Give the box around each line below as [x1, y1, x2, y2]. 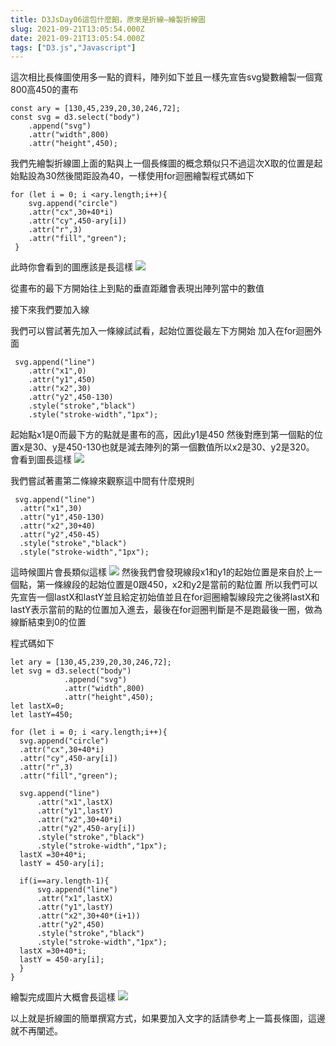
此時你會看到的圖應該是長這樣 [10, 261, 133, 273]
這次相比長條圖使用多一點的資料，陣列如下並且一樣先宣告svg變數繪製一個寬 [10, 71, 323, 83]
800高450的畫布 [10, 84, 79, 96]
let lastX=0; [10, 701, 65, 711]
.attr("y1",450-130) [19, 512, 105, 523]
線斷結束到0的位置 [10, 616, 87, 628]
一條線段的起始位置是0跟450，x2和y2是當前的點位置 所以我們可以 [44, 579, 318, 591]
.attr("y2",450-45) [19, 530, 101, 540]
